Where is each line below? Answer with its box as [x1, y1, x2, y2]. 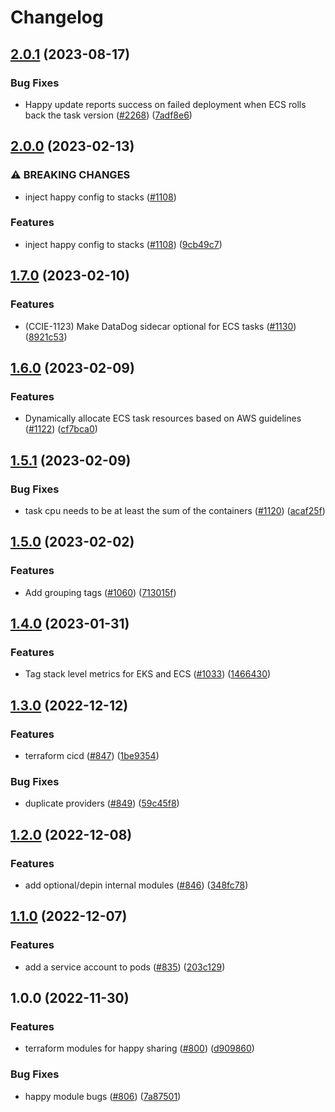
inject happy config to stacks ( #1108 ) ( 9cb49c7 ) [24, 238, 223, 250]
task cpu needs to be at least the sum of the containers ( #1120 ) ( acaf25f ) [24, 504, 326, 516]
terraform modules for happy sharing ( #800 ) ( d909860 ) [24, 1042, 255, 1055]
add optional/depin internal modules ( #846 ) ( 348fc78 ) [24, 879, 249, 891]
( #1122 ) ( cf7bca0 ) [24, 423, 98, 435]
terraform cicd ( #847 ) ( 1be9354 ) [24, 749, 160, 761]
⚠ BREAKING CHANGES [10, 168, 131, 182]
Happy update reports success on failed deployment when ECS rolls [24, 98, 307, 110]
